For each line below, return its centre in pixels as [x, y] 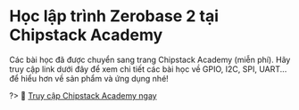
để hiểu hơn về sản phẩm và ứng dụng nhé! [89, 78]
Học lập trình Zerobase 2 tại [114, 16]
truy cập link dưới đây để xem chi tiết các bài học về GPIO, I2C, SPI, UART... [148, 69]
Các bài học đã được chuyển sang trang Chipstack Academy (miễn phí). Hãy [150, 59]
